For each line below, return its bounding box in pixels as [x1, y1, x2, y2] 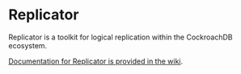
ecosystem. [8, 40, 48, 50]
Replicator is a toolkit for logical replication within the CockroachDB [8, 32, 233, 42]
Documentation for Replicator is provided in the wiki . [8, 56, 184, 66]
